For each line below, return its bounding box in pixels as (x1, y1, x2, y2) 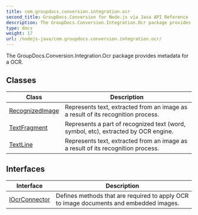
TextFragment (9, 123, 48, 131)
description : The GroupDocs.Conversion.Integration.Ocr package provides (6, 19, 192, 25)
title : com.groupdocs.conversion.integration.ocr (6, 8, 131, 15)
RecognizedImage (9, 107, 60, 115)
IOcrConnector (9, 195, 51, 203)
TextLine (9, 140, 34, 148)
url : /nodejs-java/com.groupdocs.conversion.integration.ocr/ (6, 36, 162, 42)
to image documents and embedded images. (55, 199, 180, 207)
